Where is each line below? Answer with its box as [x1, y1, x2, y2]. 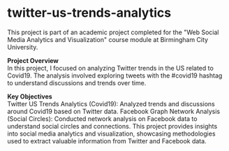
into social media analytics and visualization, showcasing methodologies [7, 129, 216, 138]
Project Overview [7, 56, 59, 64]
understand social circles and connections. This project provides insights [7, 122, 218, 130]
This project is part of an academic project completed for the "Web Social [7, 28, 219, 36]
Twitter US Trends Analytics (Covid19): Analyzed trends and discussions [7, 99, 215, 108]
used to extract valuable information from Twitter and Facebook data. [7, 136, 207, 145]
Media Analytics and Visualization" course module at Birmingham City [7, 35, 208, 43]
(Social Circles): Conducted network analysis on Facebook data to [7, 114, 198, 123]
